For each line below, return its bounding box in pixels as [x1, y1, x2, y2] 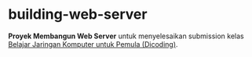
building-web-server [8, 5, 148, 23]
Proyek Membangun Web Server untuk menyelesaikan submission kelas [8, 31, 245, 41]
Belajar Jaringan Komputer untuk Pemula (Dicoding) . [8, 39, 178, 48]
